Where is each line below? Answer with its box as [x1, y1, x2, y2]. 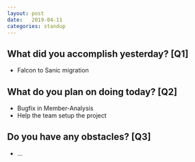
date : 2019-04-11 [7, 16, 63, 23]
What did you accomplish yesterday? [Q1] [7, 48, 189, 59]
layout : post [7, 10, 44, 17]
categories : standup [7, 23, 66, 29]
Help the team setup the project [16, 111, 107, 120]
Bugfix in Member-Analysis [16, 104, 94, 112]
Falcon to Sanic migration [16, 66, 89, 75]
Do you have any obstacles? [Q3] [7, 131, 151, 143]
